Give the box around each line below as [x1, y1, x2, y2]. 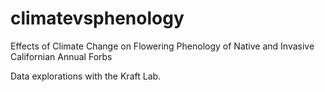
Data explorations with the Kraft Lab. [10, 70, 162, 82]
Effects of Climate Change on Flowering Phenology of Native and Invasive [10, 40, 315, 52]
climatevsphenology [10, 7, 185, 30]
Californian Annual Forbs [10, 50, 113, 62]
